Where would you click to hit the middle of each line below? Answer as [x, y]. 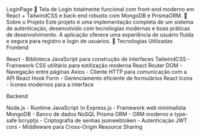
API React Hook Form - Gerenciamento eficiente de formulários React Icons [99, 78]
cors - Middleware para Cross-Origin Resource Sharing [74, 127]
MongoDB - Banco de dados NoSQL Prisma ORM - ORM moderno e [90, 114]
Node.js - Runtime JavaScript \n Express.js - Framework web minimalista [96, 108]
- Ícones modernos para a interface [50, 84]
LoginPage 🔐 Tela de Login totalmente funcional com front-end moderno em [100, 9]
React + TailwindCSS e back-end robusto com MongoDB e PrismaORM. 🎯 [97, 16]
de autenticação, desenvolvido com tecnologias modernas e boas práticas [98, 28]
